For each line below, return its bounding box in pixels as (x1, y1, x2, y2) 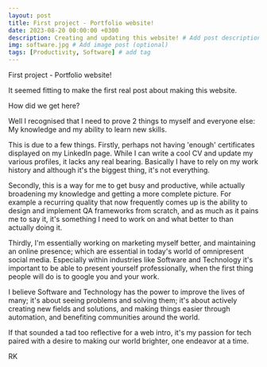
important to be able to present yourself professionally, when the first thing (8, 263, 253, 273)
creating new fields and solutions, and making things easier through (8, 304, 230, 313)
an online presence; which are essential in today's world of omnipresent (8, 247, 244, 256)
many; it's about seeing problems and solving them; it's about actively (8, 296, 238, 305)
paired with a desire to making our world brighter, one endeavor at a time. (8, 336, 250, 346)
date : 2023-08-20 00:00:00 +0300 (8, 26, 119, 34)
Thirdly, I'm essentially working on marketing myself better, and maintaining (8, 239, 256, 247)
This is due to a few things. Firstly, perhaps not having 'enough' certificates (8, 140, 256, 149)
